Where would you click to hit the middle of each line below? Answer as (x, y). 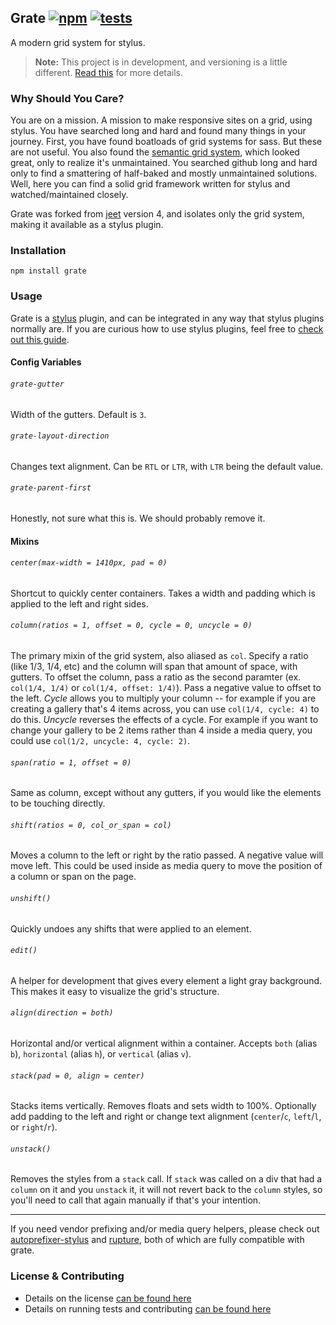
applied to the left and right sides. (79, 603)
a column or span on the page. (73, 877)
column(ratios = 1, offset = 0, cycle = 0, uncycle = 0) (131, 626)
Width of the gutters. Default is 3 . (78, 414)
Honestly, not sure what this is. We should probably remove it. (138, 518)
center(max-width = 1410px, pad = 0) (89, 563)
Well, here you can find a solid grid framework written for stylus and (150, 184)
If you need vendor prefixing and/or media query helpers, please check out (165, 1229)
